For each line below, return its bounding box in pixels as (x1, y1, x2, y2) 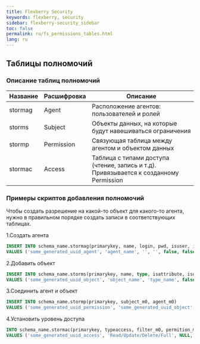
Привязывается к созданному (92, 168, 179, 177)
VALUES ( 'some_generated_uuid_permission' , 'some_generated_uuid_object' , (6, 305, 196, 311)
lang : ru (6, 36, 28, 42)
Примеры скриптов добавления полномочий (6, 193, 145, 202)
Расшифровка (43, 92, 86, 100)
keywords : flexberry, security (6, 14, 84, 20)
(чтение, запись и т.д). (92, 161, 157, 169)
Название (9, 92, 39, 100)
